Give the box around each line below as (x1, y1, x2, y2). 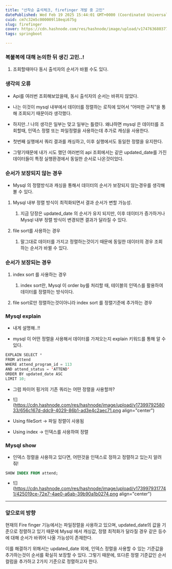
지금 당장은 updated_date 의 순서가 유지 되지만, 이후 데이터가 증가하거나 (20, 210, 165, 216)
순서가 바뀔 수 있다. (30, 245, 69, 251)
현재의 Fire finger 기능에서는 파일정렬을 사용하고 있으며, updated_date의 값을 (5, 522, 161, 528)
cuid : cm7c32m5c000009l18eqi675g (5, 17, 77, 22)
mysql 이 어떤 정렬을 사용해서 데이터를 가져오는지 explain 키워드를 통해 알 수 (12, 336, 166, 342)
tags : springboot (5, 31, 42, 36)
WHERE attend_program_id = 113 (5, 362, 72, 367)
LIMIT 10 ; (5, 376, 27, 381)
